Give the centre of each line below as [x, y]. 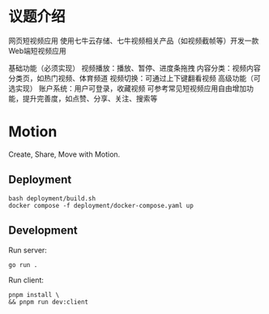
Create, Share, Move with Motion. [64, 154]
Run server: [28, 250]
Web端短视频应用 [37, 50]
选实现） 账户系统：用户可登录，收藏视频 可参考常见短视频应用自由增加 [128, 88]
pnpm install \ [34, 295]
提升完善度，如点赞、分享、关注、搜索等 [90, 98]
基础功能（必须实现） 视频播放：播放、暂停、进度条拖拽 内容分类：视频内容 [134, 68]
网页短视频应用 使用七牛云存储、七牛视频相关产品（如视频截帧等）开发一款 [134, 41]
